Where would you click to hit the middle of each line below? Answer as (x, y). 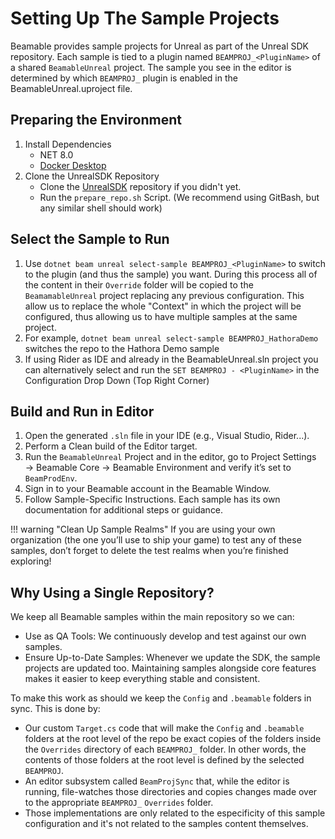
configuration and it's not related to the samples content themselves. (166, 824)
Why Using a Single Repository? (112, 592)
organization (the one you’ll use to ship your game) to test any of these (156, 540)
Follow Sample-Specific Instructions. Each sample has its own (152, 499)
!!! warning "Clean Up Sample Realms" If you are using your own (143, 529)
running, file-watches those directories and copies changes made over (171, 792)
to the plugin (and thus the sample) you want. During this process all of (171, 274)
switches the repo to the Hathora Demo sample (122, 348)
